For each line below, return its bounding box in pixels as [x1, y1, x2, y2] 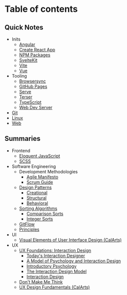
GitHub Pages [19, 84, 48, 89]
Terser [19, 94, 32, 100]
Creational [26, 189, 48, 196]
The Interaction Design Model [26, 268, 87, 274]
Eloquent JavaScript [19, 153, 60, 159]
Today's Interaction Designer [26, 253, 86, 258]
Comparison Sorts [26, 211, 63, 216]
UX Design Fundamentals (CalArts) [19, 284, 90, 290]
